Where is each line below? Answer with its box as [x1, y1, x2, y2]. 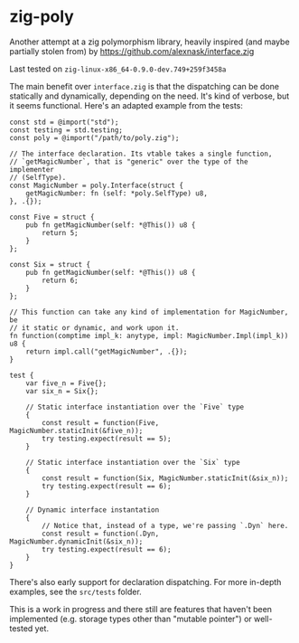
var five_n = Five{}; [25, 378, 107, 388]
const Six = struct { [9, 260, 91, 269]
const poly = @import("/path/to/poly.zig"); [9, 133, 180, 142]
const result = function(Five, [42, 418, 160, 427]
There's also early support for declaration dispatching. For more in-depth [9, 576, 282, 587]
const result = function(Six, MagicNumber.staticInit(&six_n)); [42, 473, 289, 483]
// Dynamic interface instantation [25, 505, 160, 515]
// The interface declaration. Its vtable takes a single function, [9, 149, 273, 158]
